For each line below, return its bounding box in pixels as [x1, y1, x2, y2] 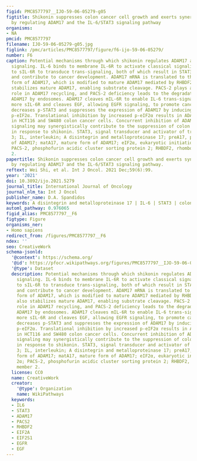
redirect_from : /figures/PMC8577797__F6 [6, 233, 107, 239]
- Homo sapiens [6, 227, 43, 233]
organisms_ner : [6, 222, 43, 228]
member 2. [16, 364, 41, 370]
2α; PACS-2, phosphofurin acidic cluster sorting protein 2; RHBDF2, [16, 358, 191, 365]
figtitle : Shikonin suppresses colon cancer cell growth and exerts [6, 14, 177, 20]
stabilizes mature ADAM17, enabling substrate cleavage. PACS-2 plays [11, 85, 188, 91]
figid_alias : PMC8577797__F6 [6, 211, 77, 217]
